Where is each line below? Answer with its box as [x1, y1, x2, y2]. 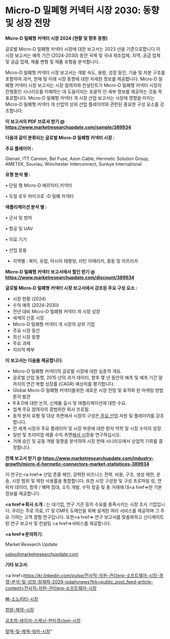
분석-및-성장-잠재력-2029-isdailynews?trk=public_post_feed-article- [11, 579, 153, 585]
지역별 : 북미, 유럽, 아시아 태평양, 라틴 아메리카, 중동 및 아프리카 [12, 258, 139, 264]
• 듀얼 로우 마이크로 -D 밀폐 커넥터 [5, 193, 74, 199]
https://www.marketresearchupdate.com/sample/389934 [5, 124, 131, 130]
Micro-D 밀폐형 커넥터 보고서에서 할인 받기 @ [5, 268, 95, 275]
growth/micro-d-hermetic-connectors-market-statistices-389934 [5, 461, 150, 467]
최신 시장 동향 [12, 333, 40, 340]
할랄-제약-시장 [5, 606, 35, 613]
